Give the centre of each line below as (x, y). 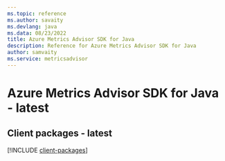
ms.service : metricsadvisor (48, 59)
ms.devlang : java (32, 26)
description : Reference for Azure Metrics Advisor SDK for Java (102, 46)
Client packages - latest (60, 134)
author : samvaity (32, 53)
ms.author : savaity (35, 20)
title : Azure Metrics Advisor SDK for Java (71, 40)
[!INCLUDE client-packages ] (47, 150)
